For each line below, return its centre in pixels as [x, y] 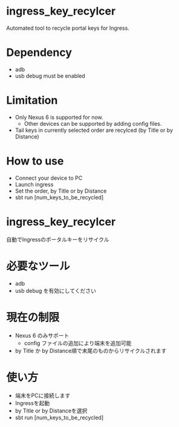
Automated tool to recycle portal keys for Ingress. [68, 28]
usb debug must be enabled [50, 76]
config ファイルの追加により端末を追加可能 [78, 343]
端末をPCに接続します [43, 395]
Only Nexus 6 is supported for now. [59, 117]
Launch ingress [34, 184]
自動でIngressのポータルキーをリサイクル [58, 239]
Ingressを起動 [32, 403]
